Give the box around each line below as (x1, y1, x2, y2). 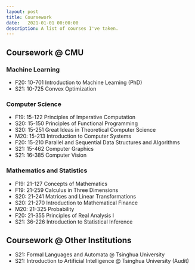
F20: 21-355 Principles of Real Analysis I (14, 212, 114, 219)
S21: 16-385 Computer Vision (14, 151, 87, 159)
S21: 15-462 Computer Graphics (14, 145, 94, 153)
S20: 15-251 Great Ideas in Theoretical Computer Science (14, 126, 156, 134)
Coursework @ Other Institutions (6, 235, 132, 245)
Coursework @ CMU (6, 47, 84, 57)
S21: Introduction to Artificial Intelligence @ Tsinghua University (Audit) (14, 257, 190, 265)
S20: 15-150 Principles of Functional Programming (14, 120, 138, 127)
